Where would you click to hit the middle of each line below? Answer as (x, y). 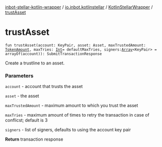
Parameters (19, 76)
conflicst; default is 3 (27, 120)
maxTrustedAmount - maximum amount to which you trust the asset (72, 106)
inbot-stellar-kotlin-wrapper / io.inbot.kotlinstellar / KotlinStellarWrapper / (79, 7)
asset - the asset (22, 96)
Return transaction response (34, 139)
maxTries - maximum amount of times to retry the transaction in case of (77, 115)
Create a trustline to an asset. (35, 63)
